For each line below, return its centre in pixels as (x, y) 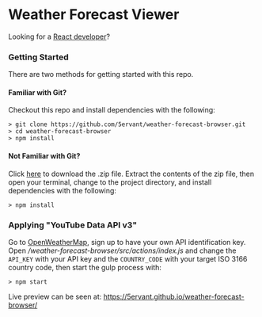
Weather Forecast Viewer (94, 15)
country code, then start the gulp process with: (85, 267)
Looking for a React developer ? (59, 36)
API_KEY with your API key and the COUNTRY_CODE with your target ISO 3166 (128, 258)
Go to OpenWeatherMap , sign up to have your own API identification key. (127, 242)
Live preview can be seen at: (55, 296)
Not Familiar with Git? (44, 156)
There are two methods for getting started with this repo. (101, 74)
